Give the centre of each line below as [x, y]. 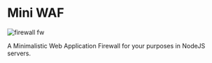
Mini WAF [36, 13]
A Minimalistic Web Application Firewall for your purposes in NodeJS [106, 45]
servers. [19, 53]
